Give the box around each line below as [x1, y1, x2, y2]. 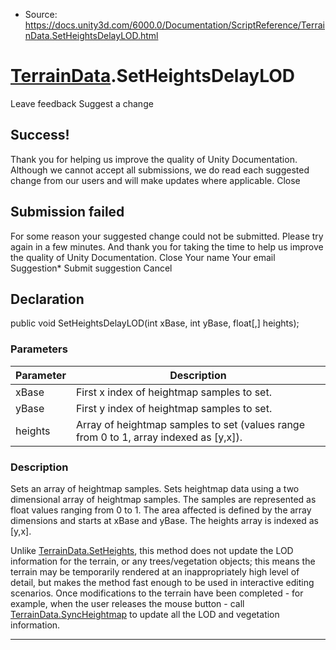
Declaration [10, 290, 85, 308]
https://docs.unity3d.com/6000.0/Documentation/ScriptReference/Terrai [24, 19, 325, 31]
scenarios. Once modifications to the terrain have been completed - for [10, 587, 304, 599]
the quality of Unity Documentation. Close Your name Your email [10, 251, 276, 263]
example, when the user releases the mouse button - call [10, 597, 245, 609]
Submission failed [10, 204, 125, 221]
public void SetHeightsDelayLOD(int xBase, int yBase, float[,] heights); [10, 317, 300, 329]
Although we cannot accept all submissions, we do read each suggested [10, 164, 310, 176]
